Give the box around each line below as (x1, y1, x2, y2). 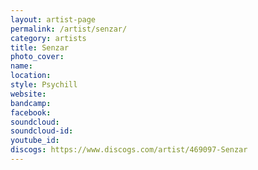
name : (10, 61, 33, 71)
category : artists (10, 33, 87, 43)
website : (10, 89, 47, 99)
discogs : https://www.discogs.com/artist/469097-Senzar (10, 145, 248, 155)
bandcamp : (10, 98, 52, 108)
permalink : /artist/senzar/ (10, 24, 128, 34)
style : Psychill (10, 80, 78, 90)
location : (10, 71, 52, 81)
